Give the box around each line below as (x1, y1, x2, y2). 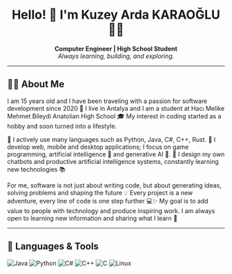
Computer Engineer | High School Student (55, 44, 177, 53)
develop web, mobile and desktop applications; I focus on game (7, 143, 189, 151)
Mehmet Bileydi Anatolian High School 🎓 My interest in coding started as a (7, 111, 222, 120)
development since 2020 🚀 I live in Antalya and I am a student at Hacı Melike (7, 104, 225, 112)
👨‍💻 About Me (7, 78, 65, 90)
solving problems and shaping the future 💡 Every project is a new (7, 188, 193, 197)
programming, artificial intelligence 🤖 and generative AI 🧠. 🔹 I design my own (7, 149, 225, 158)
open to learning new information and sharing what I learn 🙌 (7, 214, 178, 222)
